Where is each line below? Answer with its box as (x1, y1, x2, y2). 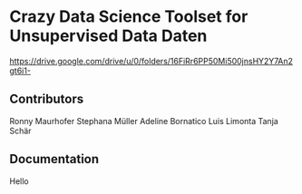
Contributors (9, 92, 84, 107)
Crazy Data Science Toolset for (9, 6, 248, 27)
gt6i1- (9, 65, 32, 76)
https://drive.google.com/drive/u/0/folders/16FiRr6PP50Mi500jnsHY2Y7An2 (9, 55, 293, 66)
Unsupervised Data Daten (9, 25, 208, 46)
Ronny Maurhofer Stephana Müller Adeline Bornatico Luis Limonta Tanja (9, 115, 278, 126)
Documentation (9, 151, 100, 167)
